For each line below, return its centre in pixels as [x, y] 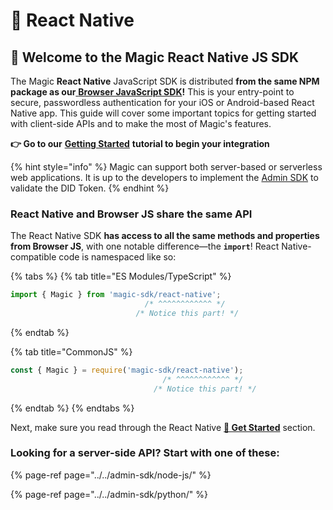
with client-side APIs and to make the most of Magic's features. [141, 123]
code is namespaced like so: [117, 257]
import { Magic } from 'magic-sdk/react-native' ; [116, 295]
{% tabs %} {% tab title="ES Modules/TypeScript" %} [121, 276]
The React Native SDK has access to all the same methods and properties [165, 236]
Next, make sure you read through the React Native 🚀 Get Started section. [163, 427]
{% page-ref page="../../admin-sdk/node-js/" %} [111, 475]
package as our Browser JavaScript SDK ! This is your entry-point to [152, 92]
